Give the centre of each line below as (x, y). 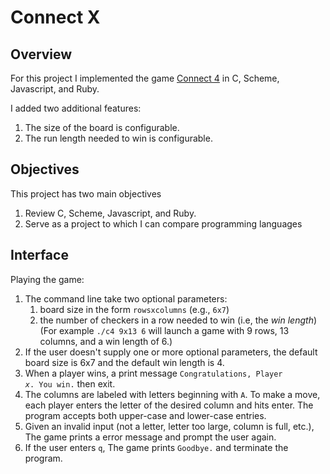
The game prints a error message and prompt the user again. (150, 437)
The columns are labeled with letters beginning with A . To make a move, (172, 394)
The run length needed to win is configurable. (118, 138)
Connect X (55, 17)
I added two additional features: (76, 108)
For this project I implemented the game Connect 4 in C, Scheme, (145, 78)
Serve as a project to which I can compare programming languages (163, 223)
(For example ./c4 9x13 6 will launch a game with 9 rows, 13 (164, 330)
